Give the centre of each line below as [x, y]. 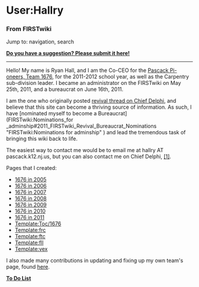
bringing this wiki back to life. [42, 139]
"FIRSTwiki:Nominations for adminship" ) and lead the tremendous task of [96, 133]
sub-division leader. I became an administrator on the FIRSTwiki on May [94, 83]
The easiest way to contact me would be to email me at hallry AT [85, 150]
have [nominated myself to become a [52, 113]
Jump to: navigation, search [40, 42]
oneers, [15, 77]
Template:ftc [30, 236]
